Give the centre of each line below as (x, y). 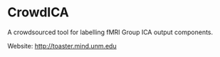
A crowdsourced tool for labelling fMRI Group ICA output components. (110, 32)
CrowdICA (38, 12)
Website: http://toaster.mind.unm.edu (62, 46)
